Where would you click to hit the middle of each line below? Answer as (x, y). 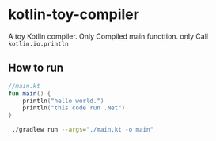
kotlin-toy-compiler (74, 15)
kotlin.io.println (38, 44)
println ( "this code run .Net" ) (74, 108)
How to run (36, 68)
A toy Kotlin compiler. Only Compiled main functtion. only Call (108, 36)
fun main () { (30, 93)
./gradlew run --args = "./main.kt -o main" (83, 130)
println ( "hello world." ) (63, 101)
